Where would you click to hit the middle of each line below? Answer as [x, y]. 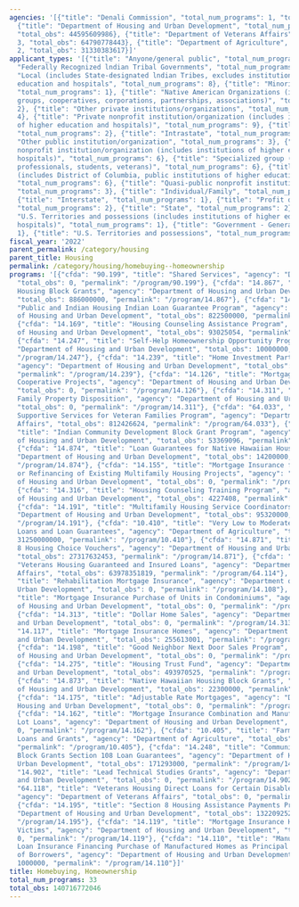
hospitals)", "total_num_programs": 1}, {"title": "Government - [141, 225]
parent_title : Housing [51, 258]
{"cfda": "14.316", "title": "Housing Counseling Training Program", [149, 490]
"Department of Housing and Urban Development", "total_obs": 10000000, [155, 349]
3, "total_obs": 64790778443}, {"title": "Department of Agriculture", [153, 42]
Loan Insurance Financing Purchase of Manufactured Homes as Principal [153, 847]
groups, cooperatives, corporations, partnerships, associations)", [147, 100]
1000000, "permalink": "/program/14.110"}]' [101, 863]
